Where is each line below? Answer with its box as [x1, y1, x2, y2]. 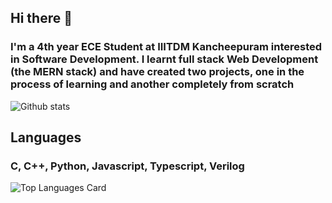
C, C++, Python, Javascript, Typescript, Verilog [10, 159, 245, 173]
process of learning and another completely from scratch [10, 77, 295, 91]
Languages [10, 129, 82, 146]
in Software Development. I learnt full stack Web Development [10, 52, 319, 66]
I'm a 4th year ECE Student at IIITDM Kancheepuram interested [10, 40, 323, 54]
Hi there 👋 [10, 10, 73, 27]
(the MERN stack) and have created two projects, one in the [10, 65, 305, 79]
